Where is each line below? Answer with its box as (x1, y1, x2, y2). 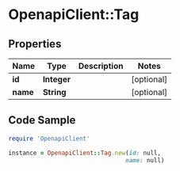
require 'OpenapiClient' (8, 135, 90, 142)
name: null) (125, 156, 165, 164)
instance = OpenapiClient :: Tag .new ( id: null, (8, 149, 161, 157)
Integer (42, 74, 71, 85)
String (42, 87, 67, 97)
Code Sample (8, 113, 76, 127)
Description (78, 61, 124, 71)
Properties (8, 37, 62, 51)
